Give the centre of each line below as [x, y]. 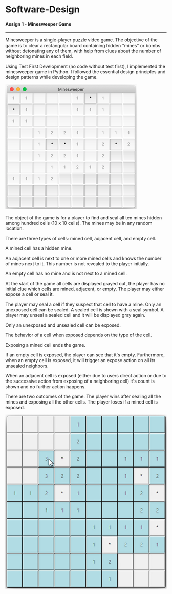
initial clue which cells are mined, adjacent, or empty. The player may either [85, 289]
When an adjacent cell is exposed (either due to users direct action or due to [86, 376]
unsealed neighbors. [27, 366]
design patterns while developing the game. [52, 77]
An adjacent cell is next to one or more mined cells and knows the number [83, 258]
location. [15, 228]
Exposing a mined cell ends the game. [46, 345]
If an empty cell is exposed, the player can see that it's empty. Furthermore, [85, 355]
